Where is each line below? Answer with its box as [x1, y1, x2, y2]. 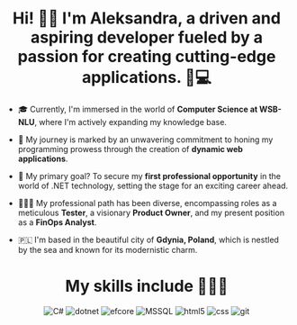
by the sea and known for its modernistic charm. [17, 244, 198, 255]
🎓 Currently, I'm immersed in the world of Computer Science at [17, 104, 258, 114]
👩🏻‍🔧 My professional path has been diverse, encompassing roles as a [17, 197, 277, 208]
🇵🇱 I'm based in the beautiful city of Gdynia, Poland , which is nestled [17, 234, 279, 245]
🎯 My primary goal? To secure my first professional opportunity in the [17, 170, 282, 181]
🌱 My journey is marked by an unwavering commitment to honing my [17, 134, 274, 145]
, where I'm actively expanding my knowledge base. [34, 116, 228, 127]
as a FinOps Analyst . [17, 216, 97, 228]
